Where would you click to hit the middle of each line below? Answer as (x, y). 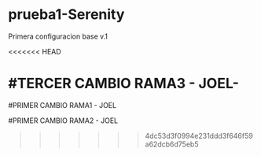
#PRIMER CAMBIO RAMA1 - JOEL (62, 105)
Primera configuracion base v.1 (58, 36)
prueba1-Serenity (66, 15)
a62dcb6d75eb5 (172, 144)
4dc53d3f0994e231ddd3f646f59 (199, 136)
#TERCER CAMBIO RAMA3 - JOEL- (124, 84)
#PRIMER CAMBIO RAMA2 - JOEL (63, 121)
